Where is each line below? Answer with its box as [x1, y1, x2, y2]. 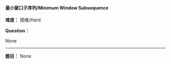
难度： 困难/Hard [5, 17, 41, 23]
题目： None [5, 53, 32, 59]
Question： [5, 28, 30, 34]
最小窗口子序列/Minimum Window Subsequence [5, 5, 108, 11]
